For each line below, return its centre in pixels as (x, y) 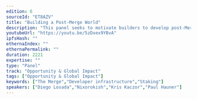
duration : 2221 (25, 55)
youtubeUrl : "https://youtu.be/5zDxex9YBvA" (61, 33)
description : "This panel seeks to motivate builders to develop (87, 28)
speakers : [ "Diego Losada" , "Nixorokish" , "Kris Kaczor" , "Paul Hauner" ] (94, 87)
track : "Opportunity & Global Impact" (53, 71)
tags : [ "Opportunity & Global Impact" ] (55, 76)
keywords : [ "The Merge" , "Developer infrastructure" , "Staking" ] (85, 82)
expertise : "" (23, 60)
